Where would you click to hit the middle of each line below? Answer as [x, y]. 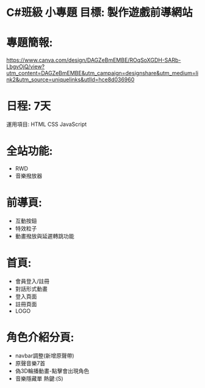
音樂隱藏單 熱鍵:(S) [39, 378]
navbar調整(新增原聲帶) [45, 356]
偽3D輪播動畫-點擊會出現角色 [52, 371]
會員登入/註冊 [32, 281]
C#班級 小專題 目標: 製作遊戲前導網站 [100, 13]
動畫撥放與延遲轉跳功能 [45, 236]
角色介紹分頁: [40, 338]
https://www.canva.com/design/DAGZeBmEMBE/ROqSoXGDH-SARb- [94, 60]
